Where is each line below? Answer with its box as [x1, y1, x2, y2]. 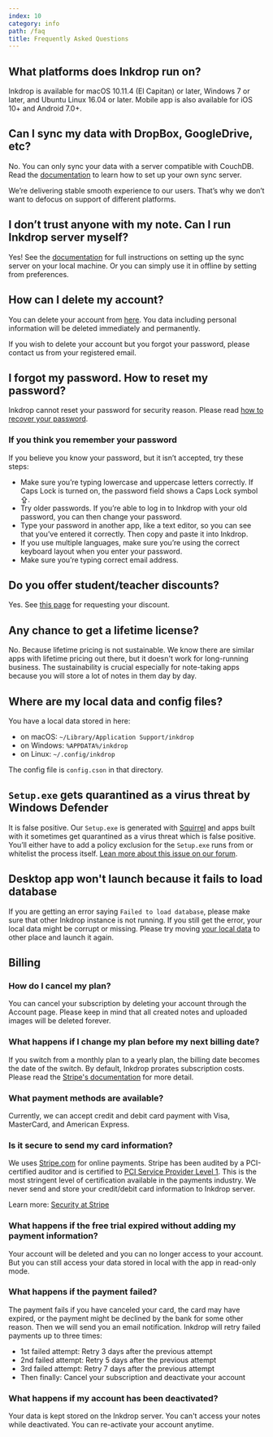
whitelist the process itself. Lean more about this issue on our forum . [8, 849, 238, 858]
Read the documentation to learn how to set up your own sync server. [8, 170, 242, 180]
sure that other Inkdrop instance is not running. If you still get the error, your [8, 915, 262, 925]
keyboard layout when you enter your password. [19, 546, 183, 556]
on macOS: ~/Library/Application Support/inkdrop [19, 732, 195, 742]
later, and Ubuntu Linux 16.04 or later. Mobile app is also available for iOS [8, 95, 253, 105]
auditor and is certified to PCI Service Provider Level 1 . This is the [37, 1167, 258, 1177]
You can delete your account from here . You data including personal [8, 315, 237, 324]
